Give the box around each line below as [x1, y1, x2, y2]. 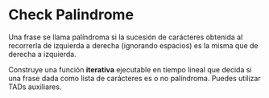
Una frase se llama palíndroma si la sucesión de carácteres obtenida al [8, 32, 243, 42]
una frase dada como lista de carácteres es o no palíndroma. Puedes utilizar [8, 73, 261, 83]
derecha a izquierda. [8, 49, 77, 59]
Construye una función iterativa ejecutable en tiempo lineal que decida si [8, 64, 252, 74]
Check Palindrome [8, 6, 134, 24]
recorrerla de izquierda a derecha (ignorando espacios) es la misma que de [8, 40, 259, 50]
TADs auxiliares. [8, 82, 62, 92]
